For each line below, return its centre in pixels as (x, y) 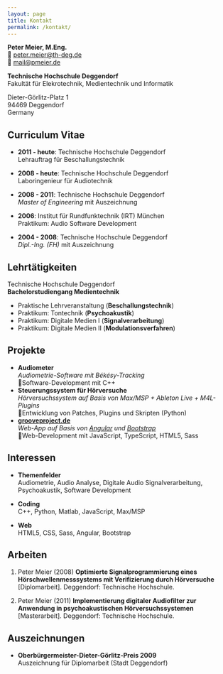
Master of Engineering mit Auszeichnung (77, 202)
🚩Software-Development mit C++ (66, 382)
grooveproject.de (44, 420)
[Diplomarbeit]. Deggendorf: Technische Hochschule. (96, 587)
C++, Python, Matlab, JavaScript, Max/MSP (81, 511)
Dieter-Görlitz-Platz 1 (38, 97)
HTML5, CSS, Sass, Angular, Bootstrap (74, 533)
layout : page (27, 14)
